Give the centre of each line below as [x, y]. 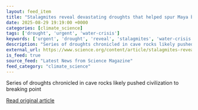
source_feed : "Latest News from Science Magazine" [70, 61]
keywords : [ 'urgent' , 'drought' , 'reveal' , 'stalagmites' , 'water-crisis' [100, 39]
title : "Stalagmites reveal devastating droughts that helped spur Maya [97, 17]
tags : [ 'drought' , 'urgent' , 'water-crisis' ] [63, 34]
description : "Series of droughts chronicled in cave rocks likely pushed [100, 45]
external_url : [24, 50]
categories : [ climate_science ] [44, 28]
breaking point [24, 89]
